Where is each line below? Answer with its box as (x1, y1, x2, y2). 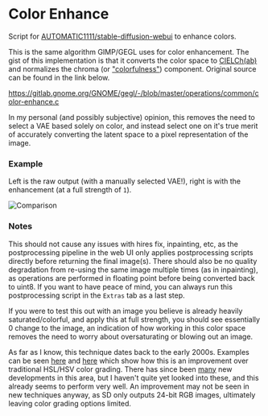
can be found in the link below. (8, 72, 110, 82)
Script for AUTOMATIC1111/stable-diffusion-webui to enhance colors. (8, 31, 237, 41)
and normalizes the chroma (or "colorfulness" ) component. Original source (8, 64, 257, 73)
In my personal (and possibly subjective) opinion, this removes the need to (8, 112, 256, 122)
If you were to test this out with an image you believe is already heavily (8, 306, 243, 315)
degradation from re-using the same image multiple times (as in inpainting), (8, 265, 259, 274)
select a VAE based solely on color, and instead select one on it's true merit (8, 121, 258, 130)
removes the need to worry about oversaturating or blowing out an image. (8, 332, 254, 341)
